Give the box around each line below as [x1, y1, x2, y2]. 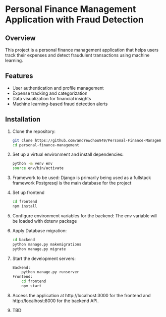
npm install [12, 204, 37, 209]
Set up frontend [12, 190, 45, 195]
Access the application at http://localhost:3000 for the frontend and [12, 292, 151, 298]
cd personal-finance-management [12, 142, 79, 147]
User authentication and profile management [12, 85, 104, 91]
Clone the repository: [12, 128, 56, 134]
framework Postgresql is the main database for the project [12, 180, 132, 186]
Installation [5, 115, 41, 124]
